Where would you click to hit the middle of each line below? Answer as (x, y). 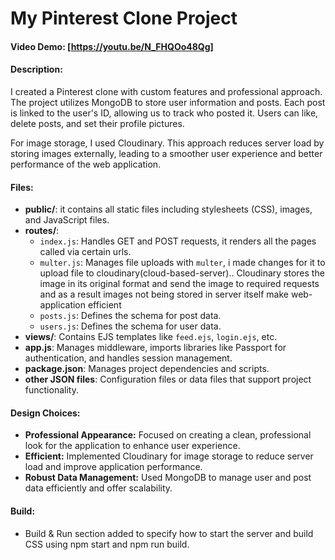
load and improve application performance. (113, 467)
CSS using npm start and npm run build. (107, 544)
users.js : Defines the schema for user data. (130, 326)
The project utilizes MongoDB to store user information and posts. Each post (168, 102)
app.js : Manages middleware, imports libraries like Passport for (155, 348)
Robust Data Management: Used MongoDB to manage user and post (168, 478)
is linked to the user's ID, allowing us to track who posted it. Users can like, (164, 113)
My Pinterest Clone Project (124, 18)
